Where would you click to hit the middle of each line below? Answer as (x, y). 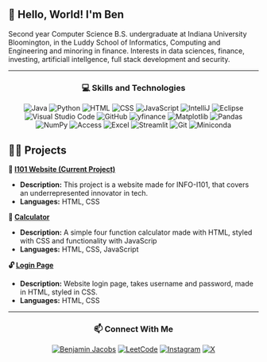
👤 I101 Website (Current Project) (62, 169)
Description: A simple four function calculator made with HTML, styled (136, 232)
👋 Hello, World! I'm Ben (66, 15)
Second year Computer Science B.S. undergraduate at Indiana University (128, 33)
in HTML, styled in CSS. (58, 292)
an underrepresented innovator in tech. (84, 193)
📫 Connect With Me (133, 329)
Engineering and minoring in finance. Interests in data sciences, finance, (126, 51)
